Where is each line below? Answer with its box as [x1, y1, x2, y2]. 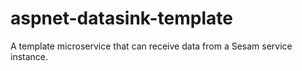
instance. [10, 50, 49, 62]
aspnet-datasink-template [10, 7, 233, 30]
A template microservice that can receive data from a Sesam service [10, 40, 293, 52]
